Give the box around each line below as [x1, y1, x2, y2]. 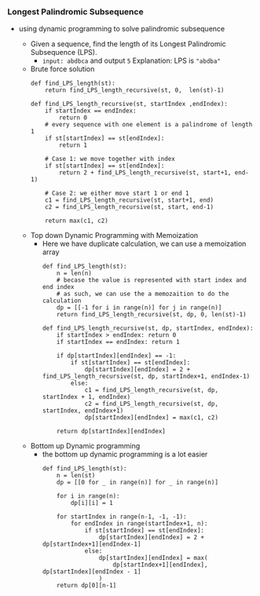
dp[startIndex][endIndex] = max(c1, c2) [84, 414, 219, 422]
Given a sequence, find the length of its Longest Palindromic [30, 39, 227, 49]
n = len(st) [57, 472, 96, 480]
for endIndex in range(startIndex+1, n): [70, 520, 208, 528]
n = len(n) [57, 269, 92, 277]
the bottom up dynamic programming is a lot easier [42, 450, 208, 459]
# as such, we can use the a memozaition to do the [57, 290, 229, 298]
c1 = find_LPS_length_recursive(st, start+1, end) [45, 196, 214, 204]
